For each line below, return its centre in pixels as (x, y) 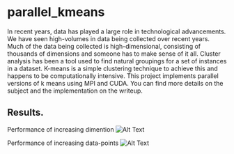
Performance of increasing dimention (61, 129)
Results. (25, 113)
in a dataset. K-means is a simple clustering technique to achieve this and (112, 68)
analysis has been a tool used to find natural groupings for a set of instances (117, 61)
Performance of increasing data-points (63, 143)
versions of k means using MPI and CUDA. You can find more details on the (116, 83)
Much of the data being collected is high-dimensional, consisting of (104, 46)
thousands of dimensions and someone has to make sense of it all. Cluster (114, 54)
